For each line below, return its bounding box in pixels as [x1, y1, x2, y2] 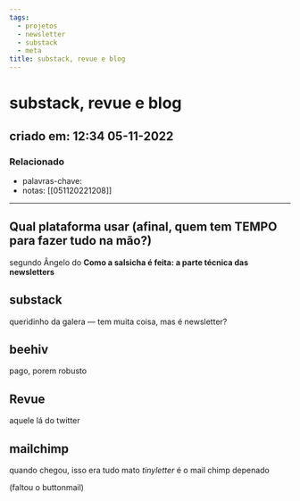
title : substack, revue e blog [9, 54, 126, 63]
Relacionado [9, 155, 65, 168]
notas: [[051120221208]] [21, 185, 112, 196]
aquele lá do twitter [9, 415, 80, 426]
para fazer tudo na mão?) [9, 233, 152, 248]
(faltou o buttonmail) [9, 481, 85, 492]
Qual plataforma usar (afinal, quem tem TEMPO [9, 220, 278, 235]
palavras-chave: [21, 175, 82, 186]
